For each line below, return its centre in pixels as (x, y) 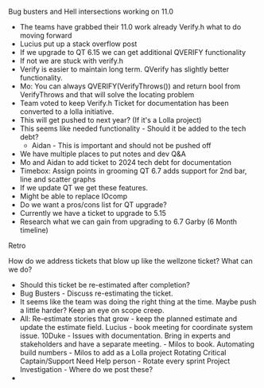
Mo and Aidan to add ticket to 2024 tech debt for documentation (126, 162)
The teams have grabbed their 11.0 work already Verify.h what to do (130, 27)
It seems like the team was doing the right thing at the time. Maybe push (138, 302)
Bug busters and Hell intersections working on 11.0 (91, 12)
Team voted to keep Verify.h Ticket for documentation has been (124, 103)
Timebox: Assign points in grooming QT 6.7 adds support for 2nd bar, (133, 171)
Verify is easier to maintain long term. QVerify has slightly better (124, 69)
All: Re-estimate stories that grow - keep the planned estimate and (128, 319)
